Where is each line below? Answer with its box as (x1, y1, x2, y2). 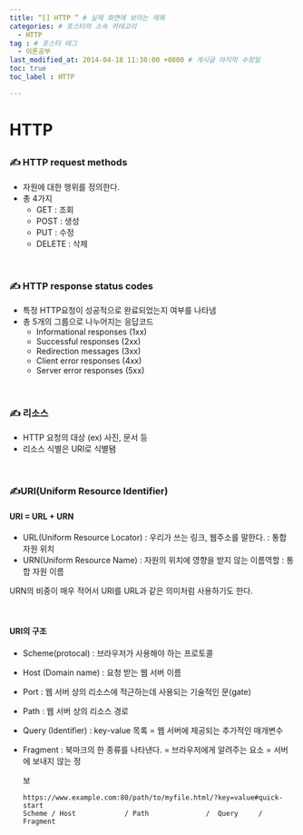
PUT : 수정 (35, 226, 74, 237)
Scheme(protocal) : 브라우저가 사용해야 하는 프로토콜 (22, 647, 214, 659)
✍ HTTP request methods (9, 156, 128, 169)
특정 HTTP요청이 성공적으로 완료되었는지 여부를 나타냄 (22, 305, 217, 315)
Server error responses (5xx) (35, 365, 145, 375)
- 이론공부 (17, 47, 52, 56)
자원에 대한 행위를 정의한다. (22, 181, 121, 192)
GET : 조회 (35, 204, 74, 214)
